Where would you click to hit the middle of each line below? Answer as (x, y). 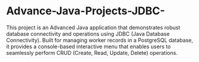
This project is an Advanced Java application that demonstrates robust (93, 27)
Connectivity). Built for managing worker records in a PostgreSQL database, (99, 40)
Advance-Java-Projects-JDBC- (86, 11)
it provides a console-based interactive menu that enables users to (89, 46)
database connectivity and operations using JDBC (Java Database (88, 33)
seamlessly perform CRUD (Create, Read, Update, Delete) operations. (92, 52)
